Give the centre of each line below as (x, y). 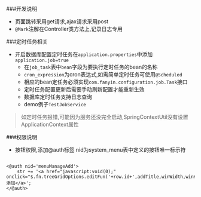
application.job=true (42, 60)
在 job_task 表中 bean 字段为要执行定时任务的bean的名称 (91, 67)
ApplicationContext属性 (50, 124)
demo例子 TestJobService (55, 104)
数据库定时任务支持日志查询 (58, 97)
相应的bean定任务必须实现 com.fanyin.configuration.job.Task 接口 (106, 82)
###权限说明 (22, 137)
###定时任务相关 (27, 41)
